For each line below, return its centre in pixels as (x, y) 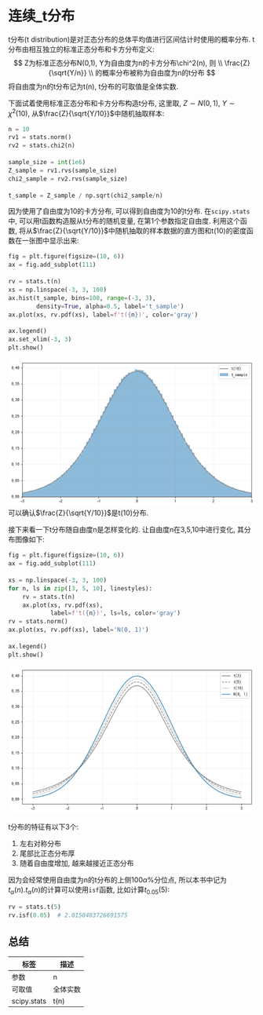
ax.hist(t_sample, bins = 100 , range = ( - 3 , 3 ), (82, 298)
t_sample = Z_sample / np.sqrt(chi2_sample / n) (86, 195)
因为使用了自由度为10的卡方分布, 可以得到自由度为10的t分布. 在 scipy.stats (129, 211)
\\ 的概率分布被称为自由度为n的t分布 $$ (152, 72)
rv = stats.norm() (38, 622)
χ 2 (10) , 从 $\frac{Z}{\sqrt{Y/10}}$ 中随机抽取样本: (86, 112)
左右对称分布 (40, 844)
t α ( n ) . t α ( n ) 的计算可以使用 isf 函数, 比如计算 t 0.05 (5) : (89, 890)
